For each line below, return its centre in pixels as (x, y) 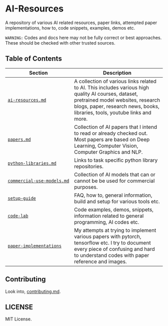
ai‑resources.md (27, 100)
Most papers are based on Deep (112, 139)
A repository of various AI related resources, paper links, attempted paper (81, 23)
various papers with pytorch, (108, 236)
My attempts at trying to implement (115, 230)
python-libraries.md (32, 163)
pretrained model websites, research (117, 100)
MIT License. (18, 319)
